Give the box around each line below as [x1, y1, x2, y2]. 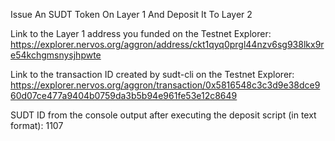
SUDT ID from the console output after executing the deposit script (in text [10, 109, 317, 121]
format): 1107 [10, 120, 64, 131]
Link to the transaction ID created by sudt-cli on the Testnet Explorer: [10, 69, 295, 80]
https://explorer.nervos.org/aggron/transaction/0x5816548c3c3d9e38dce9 [10, 79, 321, 91]
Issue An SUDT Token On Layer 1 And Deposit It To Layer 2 [10, 9, 253, 20]
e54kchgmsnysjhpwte [10, 49, 102, 61]
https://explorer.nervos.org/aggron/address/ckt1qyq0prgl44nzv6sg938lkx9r [10, 39, 325, 50]
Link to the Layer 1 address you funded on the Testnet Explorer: [10, 28, 272, 39]
